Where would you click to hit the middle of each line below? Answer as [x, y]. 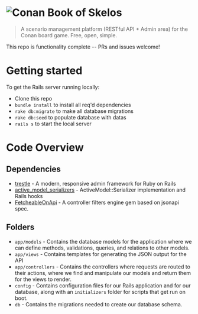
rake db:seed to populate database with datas [71, 117]
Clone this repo [33, 98]
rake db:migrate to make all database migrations [74, 111]
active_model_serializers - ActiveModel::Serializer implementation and [100, 190]
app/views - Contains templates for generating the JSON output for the [101, 254]
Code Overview [45, 148]
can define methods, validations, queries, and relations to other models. [102, 248]
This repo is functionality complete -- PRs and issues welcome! [83, 47]
